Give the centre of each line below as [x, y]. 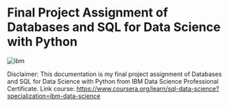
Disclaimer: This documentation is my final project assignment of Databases [114, 74]
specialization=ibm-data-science [54, 96]
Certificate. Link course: [41, 88]
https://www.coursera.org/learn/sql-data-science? [148, 88]
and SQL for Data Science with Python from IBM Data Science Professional [113, 81]
